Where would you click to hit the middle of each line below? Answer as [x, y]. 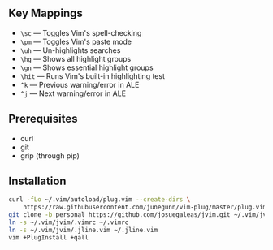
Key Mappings [46, 13]
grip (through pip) [50, 155]
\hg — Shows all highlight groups [76, 58]
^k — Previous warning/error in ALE [80, 84]
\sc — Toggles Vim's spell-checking [81, 32]
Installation [37, 181]
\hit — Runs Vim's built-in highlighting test [92, 75]
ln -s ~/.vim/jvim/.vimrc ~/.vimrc [69, 222]
